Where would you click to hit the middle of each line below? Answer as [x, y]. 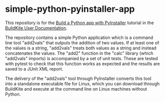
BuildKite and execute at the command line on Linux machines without [76, 89]
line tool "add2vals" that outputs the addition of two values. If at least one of [82, 42]
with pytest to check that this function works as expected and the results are [82, 64]
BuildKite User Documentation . [36, 28]
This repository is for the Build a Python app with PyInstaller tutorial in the [80, 23]
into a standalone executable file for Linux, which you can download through [82, 84]
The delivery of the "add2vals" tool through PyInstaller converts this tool [78, 78]
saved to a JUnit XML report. [34, 69]
